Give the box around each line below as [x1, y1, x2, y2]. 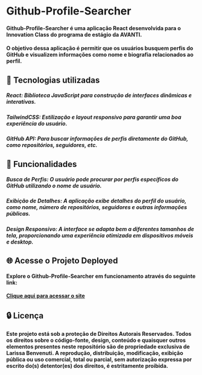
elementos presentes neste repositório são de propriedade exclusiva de [6, 343, 190, 350]
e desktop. [6, 238, 34, 245]
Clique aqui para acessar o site [6, 292, 86, 300]
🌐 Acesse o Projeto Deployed [6, 256, 118, 266]
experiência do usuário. [6, 119, 68, 127]
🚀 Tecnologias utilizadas [6, 75, 100, 85]
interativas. [6, 98, 36, 106]
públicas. [6, 210, 31, 218]
